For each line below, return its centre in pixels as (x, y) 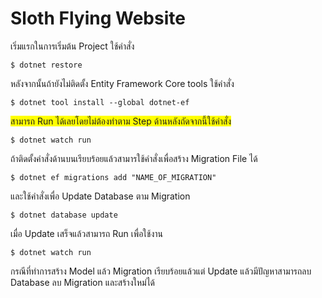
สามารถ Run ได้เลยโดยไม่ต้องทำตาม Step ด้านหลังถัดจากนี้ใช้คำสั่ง (121, 121)
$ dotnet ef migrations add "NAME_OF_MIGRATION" (113, 177)
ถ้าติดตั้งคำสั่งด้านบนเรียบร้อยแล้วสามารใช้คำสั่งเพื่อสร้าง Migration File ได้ (134, 158)
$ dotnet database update (64, 215)
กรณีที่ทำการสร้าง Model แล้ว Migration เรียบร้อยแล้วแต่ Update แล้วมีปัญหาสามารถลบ (161, 271)
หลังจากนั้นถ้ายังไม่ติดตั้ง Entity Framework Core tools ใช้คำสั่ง (122, 83)
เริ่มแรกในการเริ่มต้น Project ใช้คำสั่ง (72, 46)
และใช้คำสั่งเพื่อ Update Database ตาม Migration (100, 196)
